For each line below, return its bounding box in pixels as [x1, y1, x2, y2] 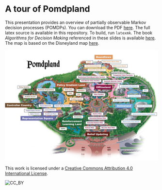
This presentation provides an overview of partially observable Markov [5, 19, 146, 25]
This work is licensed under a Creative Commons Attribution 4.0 [5, 165, 133, 171]
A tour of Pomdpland [5, 3, 90, 15]
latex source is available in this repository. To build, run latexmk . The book [5, 30, 153, 35]
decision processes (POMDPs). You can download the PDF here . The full [5, 24, 150, 30]
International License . [5, 171, 49, 176]
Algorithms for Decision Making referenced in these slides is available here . [5, 35, 156, 41]
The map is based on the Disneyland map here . [5, 40, 99, 46]
